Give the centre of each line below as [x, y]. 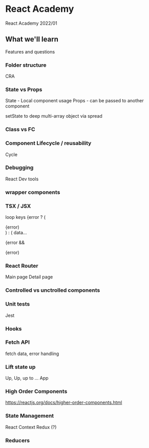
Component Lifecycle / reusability [48, 143]
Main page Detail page [29, 277]
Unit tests [18, 304]
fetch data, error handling [32, 353]
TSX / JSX [18, 206]
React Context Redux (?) [31, 427]
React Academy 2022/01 [31, 23]
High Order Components [36, 391]
